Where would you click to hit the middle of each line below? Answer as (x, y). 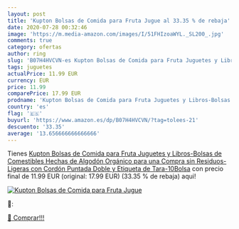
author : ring (27, 54)
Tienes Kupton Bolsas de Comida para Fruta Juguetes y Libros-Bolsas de (115, 153)
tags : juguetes (30, 67)
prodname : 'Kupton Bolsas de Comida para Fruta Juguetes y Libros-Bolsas (119, 101)
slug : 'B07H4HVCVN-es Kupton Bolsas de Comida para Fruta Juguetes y (113, 61)
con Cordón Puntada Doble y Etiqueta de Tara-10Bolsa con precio (127, 169)
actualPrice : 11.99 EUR (43, 73)
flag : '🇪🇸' (25, 113)
